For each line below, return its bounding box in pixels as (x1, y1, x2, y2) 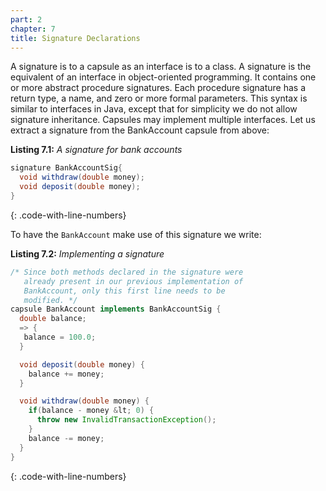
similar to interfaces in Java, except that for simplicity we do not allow (10, 103, 298, 115)
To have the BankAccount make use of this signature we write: (10, 228, 262, 240)
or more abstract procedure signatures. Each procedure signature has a (10, 82, 306, 94)
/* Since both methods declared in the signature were (10, 267, 244, 277)
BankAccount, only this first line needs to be (23, 286, 226, 296)
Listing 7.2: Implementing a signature (10, 247, 165, 260)
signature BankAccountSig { (10, 163, 123, 173)
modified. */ (23, 295, 78, 305)
